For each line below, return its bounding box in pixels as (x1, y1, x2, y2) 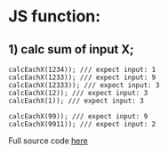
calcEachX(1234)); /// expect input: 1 (8, 65, 156, 74)
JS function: (8, 6, 101, 27)
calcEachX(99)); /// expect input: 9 (8, 112, 148, 121)
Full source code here (8, 135, 88, 146)
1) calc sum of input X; (8, 42, 134, 57)
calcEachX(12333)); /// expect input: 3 (8, 81, 161, 90)
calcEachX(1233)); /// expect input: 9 (8, 73, 156, 82)
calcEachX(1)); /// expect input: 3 (8, 96, 144, 105)
